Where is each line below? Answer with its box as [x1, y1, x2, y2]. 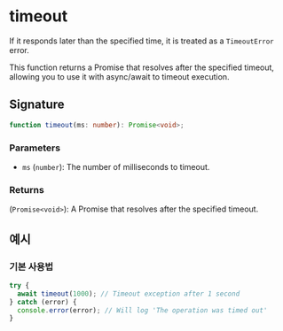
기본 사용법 [9, 260, 54, 273]
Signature [9, 97, 65, 112]
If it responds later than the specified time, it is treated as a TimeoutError [9, 35, 275, 46]
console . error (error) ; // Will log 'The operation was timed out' [17, 305, 268, 315]
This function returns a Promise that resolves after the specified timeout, [9, 62, 275, 73]
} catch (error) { [9, 297, 77, 306]
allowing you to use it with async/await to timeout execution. [9, 71, 230, 81]
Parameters [9, 142, 60, 154]
